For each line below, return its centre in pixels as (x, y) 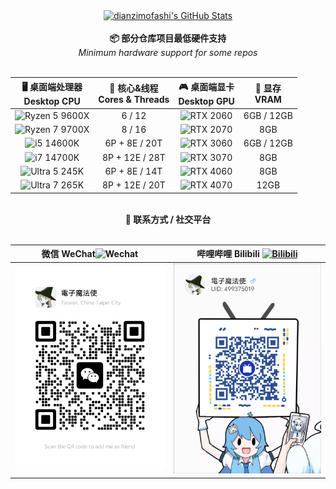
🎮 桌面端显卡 (206, 86)
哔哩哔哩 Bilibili (228, 253)
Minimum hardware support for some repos (168, 52)
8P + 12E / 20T (133, 185)
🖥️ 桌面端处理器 (52, 86)
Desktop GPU (206, 101)
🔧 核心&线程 (134, 88)
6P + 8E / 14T (133, 171)
